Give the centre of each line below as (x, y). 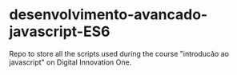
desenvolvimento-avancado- (108, 15)
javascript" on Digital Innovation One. (70, 62)
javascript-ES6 (60, 32)
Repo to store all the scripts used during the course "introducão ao (119, 53)
